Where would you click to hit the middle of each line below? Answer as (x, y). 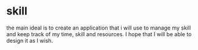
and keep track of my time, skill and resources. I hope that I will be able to (99, 34)
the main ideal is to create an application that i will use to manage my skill (99, 28)
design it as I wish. (30, 40)
